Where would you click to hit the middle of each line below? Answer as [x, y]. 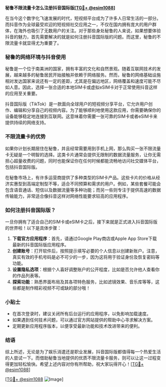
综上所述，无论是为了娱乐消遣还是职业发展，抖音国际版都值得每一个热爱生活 [83, 352]
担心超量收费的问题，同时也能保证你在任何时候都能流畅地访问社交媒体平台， [83, 161]
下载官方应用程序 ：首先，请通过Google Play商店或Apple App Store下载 [84, 238]
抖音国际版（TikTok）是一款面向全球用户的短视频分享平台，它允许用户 [77, 104]
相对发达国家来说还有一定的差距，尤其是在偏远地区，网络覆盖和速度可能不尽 [83, 81]
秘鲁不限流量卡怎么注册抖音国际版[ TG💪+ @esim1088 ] [60, 8]
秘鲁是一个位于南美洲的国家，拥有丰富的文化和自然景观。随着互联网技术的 [81, 69]
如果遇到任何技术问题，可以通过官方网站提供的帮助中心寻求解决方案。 [84, 320]
